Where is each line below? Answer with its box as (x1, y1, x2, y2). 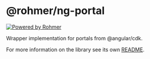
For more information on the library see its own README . (6, 46, 145, 53)
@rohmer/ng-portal (6, 4, 105, 18)
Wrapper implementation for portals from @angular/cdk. (6, 34, 143, 41)
